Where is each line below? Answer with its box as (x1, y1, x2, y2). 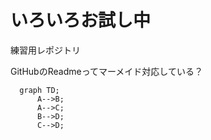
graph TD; (19, 85, 60, 95)
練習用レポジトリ (10, 44, 81, 56)
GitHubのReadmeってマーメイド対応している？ (10, 65, 203, 77)
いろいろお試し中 (10, 9, 152, 32)
